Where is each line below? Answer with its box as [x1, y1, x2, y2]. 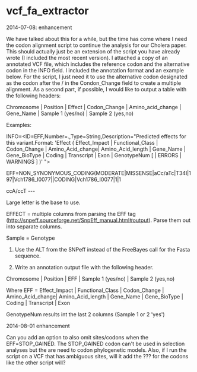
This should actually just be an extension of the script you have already [6, 47, 180, 55]
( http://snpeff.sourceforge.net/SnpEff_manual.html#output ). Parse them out [6, 217, 191, 224]
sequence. [14, 252, 41, 259]
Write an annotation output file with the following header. [14, 263, 154, 271]
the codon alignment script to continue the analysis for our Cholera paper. [6, 42, 187, 49]
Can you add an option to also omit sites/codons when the [6, 333, 149, 341]
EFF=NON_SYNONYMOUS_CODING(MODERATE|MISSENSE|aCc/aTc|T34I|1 [6, 169, 191, 176]
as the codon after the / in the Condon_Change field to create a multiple [6, 79, 182, 87]
